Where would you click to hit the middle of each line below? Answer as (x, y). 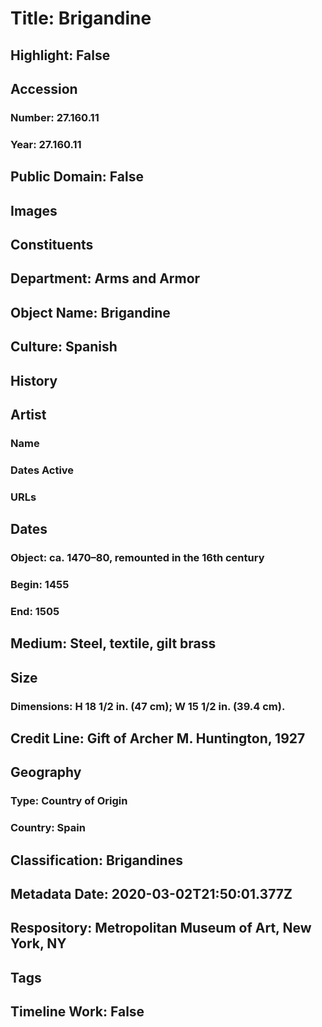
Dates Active (42, 470)
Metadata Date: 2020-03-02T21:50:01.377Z (151, 893)
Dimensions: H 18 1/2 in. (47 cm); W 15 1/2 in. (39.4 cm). (148, 706)
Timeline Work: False (77, 1012)
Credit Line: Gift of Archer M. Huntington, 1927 (158, 738)
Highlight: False (60, 55)
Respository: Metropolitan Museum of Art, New (161, 928)
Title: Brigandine (81, 18)
